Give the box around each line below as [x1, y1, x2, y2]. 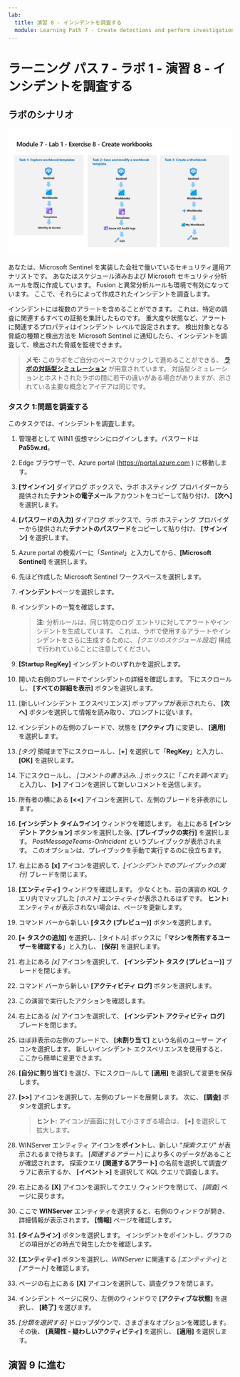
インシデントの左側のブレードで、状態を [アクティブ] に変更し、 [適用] [18, 723, 226, 732]
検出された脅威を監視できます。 [32, 340, 126, 349]
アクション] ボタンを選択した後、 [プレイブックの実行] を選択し [38, 828, 224, 837]
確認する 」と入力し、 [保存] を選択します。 [37, 942, 164, 951]
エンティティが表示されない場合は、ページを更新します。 [18, 903, 186, 912]
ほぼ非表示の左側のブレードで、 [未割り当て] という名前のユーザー [18, 1036, 214, 1044]
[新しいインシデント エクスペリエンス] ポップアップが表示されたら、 [18, 699, 220, 708]
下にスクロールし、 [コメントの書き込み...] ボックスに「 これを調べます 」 [18, 771, 232, 780]
